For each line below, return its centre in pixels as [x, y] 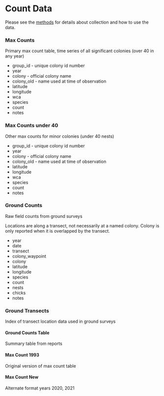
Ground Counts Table [27, 333]
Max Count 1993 [22, 355]
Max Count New [22, 377]
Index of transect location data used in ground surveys [60, 321]
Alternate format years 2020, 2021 [40, 388]
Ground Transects [27, 310]
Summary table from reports [34, 344]
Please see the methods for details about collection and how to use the [77, 22]
